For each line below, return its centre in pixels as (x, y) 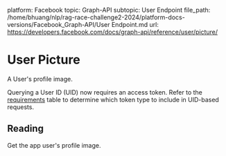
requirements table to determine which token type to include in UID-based (113, 99)
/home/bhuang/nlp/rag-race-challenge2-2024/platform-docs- (96, 17)
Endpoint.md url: (135, 25)
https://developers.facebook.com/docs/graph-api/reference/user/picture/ (113, 32)
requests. (21, 107)
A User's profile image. (40, 79)
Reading (25, 129)
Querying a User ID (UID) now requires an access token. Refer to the (105, 92)
